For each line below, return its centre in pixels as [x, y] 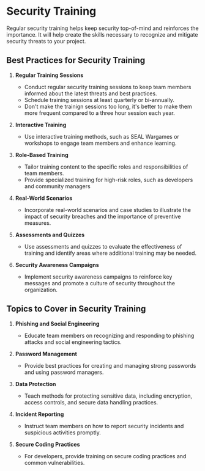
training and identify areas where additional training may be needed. [110, 253]
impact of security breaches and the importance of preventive [103, 216]
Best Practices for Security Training [76, 60]
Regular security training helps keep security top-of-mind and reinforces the [102, 28]
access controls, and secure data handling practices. [91, 402]
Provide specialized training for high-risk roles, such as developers [109, 180]
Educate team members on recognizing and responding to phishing [109, 335]
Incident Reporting [39, 414]
